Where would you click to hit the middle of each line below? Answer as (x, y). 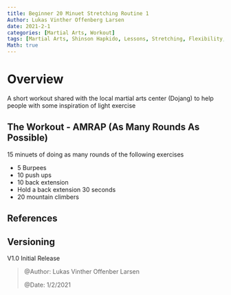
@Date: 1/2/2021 (47, 285)
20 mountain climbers (48, 197)
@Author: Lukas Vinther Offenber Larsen (81, 271)
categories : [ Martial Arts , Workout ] (61, 33)
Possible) (27, 138)
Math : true (23, 45)
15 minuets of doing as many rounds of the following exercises (96, 154)
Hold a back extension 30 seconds (66, 189)
